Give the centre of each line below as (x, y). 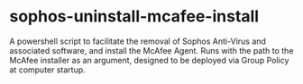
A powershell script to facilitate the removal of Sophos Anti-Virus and (138, 41)
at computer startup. (47, 70)
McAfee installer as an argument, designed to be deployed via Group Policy (149, 60)
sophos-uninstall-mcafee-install (134, 17)
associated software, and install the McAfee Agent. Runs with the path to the (151, 50)
